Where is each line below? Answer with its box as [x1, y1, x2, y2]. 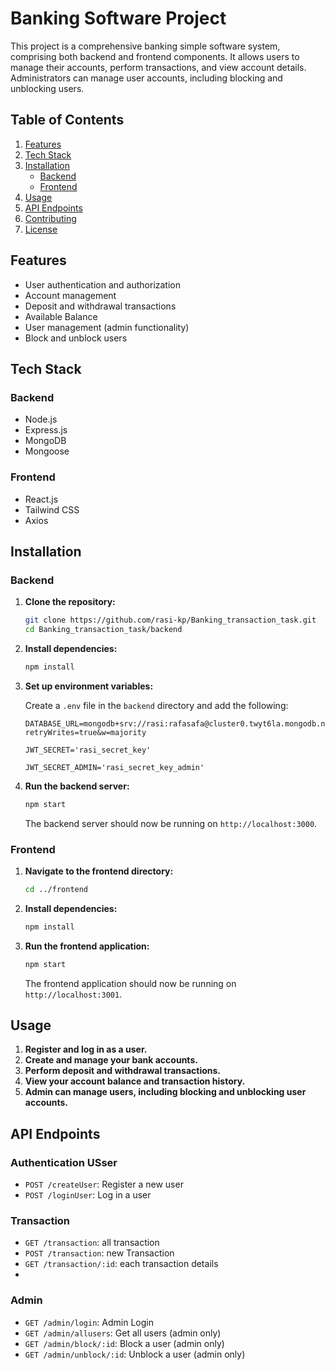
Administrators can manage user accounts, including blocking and [10, 72, 283, 84]
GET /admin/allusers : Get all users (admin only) [24, 1327, 222, 1339]
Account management [24, 289, 117, 301]
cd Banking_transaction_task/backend [24, 625, 183, 635]
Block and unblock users [24, 332, 128, 344]
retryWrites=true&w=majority [24, 727, 147, 737]
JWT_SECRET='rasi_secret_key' [24, 745, 152, 755]
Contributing [24, 212, 77, 224]
